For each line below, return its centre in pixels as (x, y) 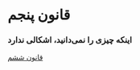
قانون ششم (25, 57)
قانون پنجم (39, 15)
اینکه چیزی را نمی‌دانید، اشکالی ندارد (70, 40)
